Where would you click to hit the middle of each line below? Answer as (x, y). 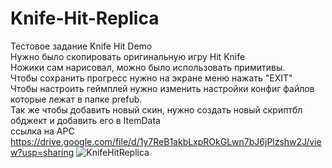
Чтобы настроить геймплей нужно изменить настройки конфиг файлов (162, 88)
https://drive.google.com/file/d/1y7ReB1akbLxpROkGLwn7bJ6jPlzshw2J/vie (166, 141)
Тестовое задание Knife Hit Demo (81, 46)
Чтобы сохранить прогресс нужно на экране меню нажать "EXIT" (151, 78)
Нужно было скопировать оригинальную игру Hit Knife (128, 56)
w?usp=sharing (42, 152)
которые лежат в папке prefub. (76, 99)
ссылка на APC (42, 131)
